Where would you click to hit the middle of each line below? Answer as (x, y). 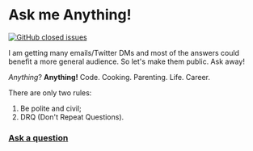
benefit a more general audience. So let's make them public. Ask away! (126, 61)
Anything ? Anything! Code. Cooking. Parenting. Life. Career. (109, 77)
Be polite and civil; (51, 108)
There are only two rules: (50, 92)
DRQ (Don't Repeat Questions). (72, 117)
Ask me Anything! (70, 15)
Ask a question (38, 137)
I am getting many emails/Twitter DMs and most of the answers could (124, 52)
